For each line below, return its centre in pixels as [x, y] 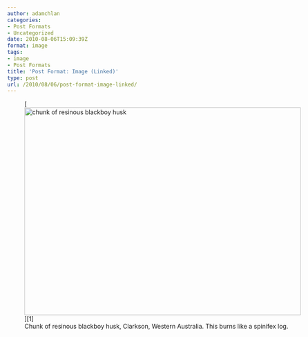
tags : [15, 53]
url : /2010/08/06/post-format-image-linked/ [72, 84]
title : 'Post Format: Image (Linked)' [63, 71]
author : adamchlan [33, 13]
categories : [24, 20]
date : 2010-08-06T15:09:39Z [48, 39]
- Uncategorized [30, 33]
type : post [23, 78]
